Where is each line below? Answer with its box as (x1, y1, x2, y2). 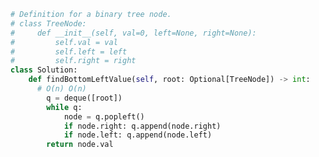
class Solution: (10, 65, 78, 75)
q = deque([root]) (46, 93, 123, 103)
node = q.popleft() (63, 111, 145, 122)
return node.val (46, 140, 114, 150)
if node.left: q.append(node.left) (63, 130, 213, 140)
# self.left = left (10, 46, 128, 57)
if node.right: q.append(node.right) (63, 121, 222, 131)
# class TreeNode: (10, 18, 87, 29)
